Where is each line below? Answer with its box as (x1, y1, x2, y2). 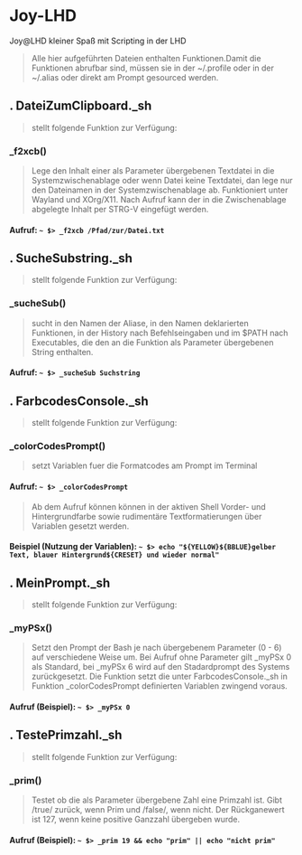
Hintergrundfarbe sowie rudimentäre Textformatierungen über (31, 511, 262, 521)
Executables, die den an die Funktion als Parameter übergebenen (31, 336, 274, 348)
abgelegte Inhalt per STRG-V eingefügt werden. (31, 204, 209, 215)
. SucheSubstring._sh (9, 250, 133, 267)
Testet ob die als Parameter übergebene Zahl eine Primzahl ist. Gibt (31, 794, 282, 805)
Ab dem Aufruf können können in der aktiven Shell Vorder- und (31, 501, 266, 512)
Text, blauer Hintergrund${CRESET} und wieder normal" (9, 550, 220, 560)
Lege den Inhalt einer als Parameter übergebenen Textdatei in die (31, 165, 275, 176)
